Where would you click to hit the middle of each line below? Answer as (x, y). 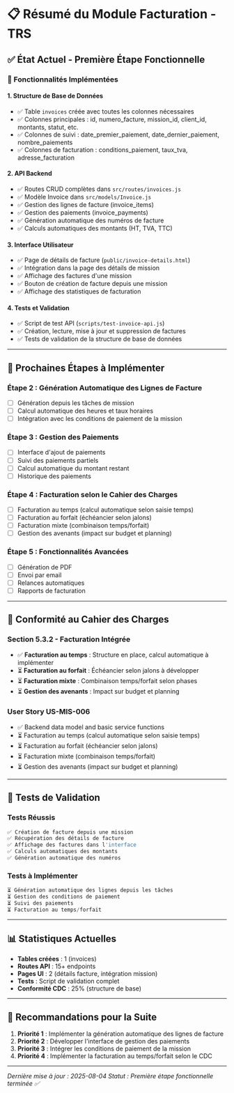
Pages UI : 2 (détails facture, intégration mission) (87, 974)
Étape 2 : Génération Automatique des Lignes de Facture (105, 388)
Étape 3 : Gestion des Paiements (63, 437)
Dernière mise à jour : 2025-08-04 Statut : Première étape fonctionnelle (110, 1076)
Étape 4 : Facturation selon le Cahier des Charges (93, 494)
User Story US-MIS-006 (49, 712)
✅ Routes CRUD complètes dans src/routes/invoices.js (99, 189)
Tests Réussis (31, 818)
